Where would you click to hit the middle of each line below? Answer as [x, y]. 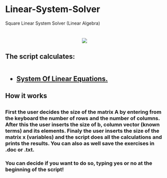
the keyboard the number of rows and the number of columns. [82, 118]
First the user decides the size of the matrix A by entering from [83, 112]
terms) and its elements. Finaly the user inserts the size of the [82, 131]
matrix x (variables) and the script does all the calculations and [84, 137]
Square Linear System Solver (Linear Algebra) [53, 23]
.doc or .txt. [20, 150]
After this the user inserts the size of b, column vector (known [82, 125]
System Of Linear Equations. [62, 79]
